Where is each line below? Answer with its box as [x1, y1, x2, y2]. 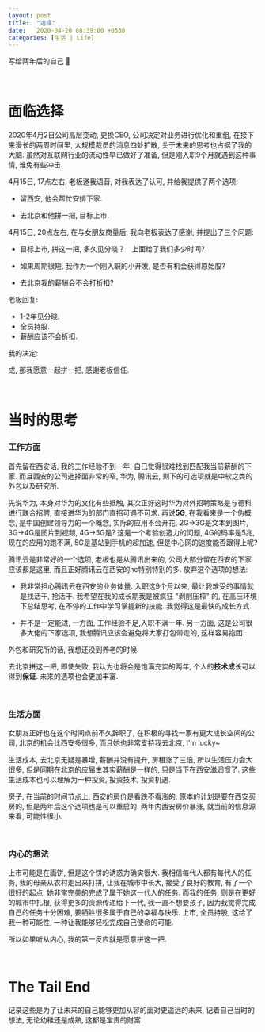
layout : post [8, 11, 51, 20]
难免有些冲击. [18, 160, 63, 170]
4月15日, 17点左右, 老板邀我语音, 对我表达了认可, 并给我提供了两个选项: [8, 177, 239, 186]
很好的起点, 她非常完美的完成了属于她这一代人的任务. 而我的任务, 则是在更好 [8, 888, 256, 897]
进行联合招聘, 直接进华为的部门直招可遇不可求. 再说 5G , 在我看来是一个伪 [8, 508, 245, 517]
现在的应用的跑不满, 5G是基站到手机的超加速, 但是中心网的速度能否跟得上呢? [8, 537, 258, 547]
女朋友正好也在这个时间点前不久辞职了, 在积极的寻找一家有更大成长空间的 [8, 727, 248, 738]
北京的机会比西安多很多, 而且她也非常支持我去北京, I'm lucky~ [18, 738, 220, 747]
